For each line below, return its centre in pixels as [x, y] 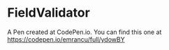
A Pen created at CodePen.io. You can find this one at [84, 32]
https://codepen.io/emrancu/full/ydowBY [66, 39]
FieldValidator [49, 13]
